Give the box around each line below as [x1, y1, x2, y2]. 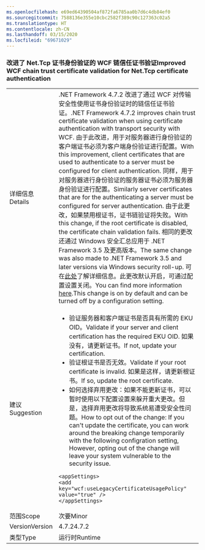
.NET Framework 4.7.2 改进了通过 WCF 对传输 [59, 90, 191, 99]
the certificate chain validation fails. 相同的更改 [59, 228, 193, 236]
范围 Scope [9, 512, 41, 521]
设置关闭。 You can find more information [65, 281, 182, 290]
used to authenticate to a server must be [59, 158, 175, 167]
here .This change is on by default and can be [59, 289, 188, 298]
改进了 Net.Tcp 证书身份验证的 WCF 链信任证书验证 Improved [6, 59, 186, 67]
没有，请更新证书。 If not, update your [69, 341, 177, 350]
